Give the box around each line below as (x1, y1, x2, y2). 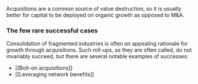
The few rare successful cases (6, 26, 98, 35)
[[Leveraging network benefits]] (14, 71, 94, 78)
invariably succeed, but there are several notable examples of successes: (6, 53, 189, 60)
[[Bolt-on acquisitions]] (14, 64, 73, 71)
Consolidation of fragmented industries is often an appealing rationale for (6, 40, 188, 47)
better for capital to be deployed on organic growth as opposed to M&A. (6, 11, 185, 19)
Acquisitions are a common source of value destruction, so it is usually (6, 5, 182, 12)
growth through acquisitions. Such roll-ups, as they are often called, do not (6, 46, 192, 53)
